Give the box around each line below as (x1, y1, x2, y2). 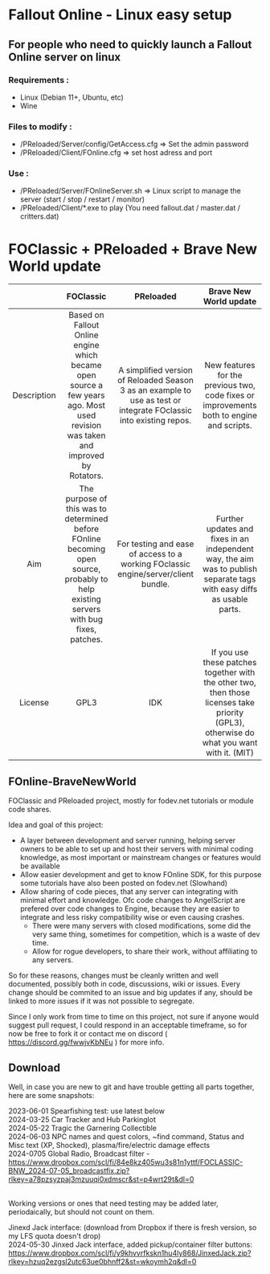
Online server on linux (8, 50, 121, 63)
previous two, (204, 380, 256, 391)
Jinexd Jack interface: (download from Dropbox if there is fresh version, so (8, 1223, 257, 1232)
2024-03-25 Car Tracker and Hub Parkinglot (8, 1115, 157, 1125)
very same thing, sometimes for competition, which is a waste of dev (31, 929, 260, 939)
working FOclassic (120, 558, 191, 570)
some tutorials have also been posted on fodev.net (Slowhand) (19, 878, 227, 888)
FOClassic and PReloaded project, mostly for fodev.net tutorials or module (8, 796, 255, 806)
